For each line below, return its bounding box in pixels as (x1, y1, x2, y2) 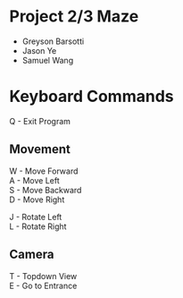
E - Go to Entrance (9, 280, 78, 291)
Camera (9, 247, 54, 262)
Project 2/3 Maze (9, 6, 139, 27)
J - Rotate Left (9, 211, 62, 222)
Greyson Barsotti (21, 36, 85, 47)
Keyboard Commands (9, 87, 174, 106)
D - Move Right (9, 194, 65, 205)
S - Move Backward (9, 184, 82, 195)
